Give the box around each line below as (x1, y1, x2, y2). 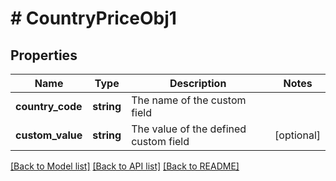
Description (169, 77, 227, 90)
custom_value (15, 128, 83, 142)
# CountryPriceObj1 (10, 7, 177, 30)
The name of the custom (131, 93, 247, 107)
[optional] (274, 128, 321, 142)
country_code (15, 100, 83, 113)
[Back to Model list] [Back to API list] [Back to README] (10, 160, 240, 172)
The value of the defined (131, 122, 247, 136)
